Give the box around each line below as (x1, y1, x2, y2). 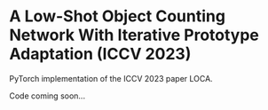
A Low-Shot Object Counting (9, 6, 226, 27)
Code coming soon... (9, 90, 86, 101)
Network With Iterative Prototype (9, 25, 260, 45)
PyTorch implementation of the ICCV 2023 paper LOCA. (9, 73, 213, 83)
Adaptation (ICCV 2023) (9, 44, 192, 64)
